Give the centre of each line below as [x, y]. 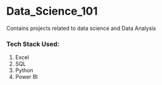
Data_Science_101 [52, 11]
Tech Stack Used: [33, 44]
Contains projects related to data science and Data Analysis [81, 28]
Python [24, 70]
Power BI [26, 77]
